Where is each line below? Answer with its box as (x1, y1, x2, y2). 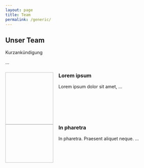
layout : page (5, 7, 33, 13)
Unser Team (5, 36, 45, 44)
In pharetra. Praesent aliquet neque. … (58, 136, 139, 142)
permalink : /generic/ (5, 17, 52, 22)
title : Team (5, 12, 31, 17)
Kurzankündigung (5, 50, 43, 56)
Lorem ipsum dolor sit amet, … (58, 84, 123, 90)
